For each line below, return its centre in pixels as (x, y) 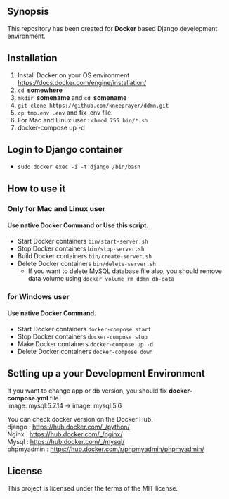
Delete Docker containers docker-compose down (85, 352)
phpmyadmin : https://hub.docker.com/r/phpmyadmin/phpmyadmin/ (106, 449)
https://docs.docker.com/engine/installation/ (82, 82)
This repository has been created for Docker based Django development (112, 28)
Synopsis (28, 12)
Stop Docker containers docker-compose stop (82, 336)
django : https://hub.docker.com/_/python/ (68, 427)
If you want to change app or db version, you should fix (87, 391)
